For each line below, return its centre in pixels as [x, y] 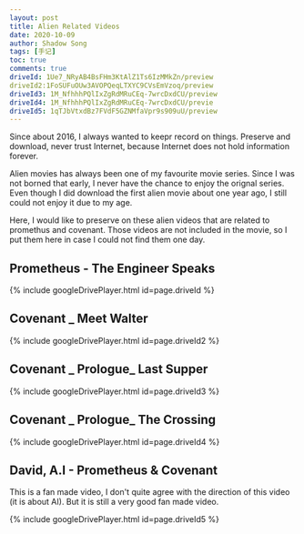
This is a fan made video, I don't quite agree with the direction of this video [150, 492]
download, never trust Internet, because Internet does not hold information [149, 146]
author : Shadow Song [49, 43]
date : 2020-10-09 [42, 35]
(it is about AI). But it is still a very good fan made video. [114, 502]
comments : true [38, 69]
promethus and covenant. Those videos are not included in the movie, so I [148, 230]
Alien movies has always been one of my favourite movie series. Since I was [152, 174]
